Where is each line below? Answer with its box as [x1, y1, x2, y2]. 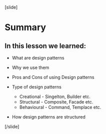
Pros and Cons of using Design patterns [11, 74, 94, 80]
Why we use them [11, 64, 49, 70]
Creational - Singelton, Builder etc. [19, 93, 91, 99]
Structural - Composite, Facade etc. [19, 99, 93, 104]
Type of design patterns [11, 84, 62, 89]
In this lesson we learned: [4, 41, 86, 50]
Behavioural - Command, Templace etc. [19, 104, 101, 110]
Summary [4, 22, 46, 33]
